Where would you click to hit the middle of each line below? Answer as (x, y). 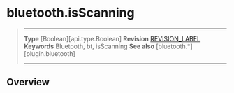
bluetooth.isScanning (71, 13)
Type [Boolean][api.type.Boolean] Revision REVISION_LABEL (112, 38)
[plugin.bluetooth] (50, 53)
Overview (28, 82)
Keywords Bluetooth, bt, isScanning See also (89, 46)
